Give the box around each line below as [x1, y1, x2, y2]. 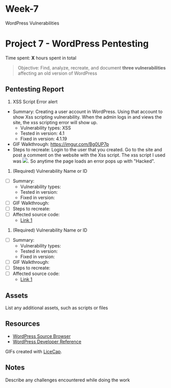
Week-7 [5, 3, 39, 15]
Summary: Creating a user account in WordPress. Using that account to [12, 108, 163, 115]
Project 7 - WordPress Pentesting [5, 38, 149, 50]
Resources [5, 319, 40, 328]
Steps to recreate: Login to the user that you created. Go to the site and [12, 146, 162, 152]
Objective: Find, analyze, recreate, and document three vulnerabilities [17, 64, 166, 71]
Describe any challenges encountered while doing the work [5, 377, 130, 383]
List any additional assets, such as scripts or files [5, 305, 108, 311]
